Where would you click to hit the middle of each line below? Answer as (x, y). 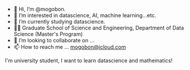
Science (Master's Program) (48, 34)
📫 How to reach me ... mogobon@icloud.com (70, 47)
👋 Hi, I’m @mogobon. (40, 9)
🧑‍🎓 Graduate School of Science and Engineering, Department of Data (99, 28)
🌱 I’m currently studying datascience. (59, 21)
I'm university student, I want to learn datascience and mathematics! (89, 61)
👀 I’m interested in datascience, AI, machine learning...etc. (85, 15)
